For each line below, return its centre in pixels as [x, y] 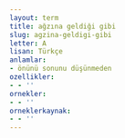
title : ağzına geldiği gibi [63, 26]
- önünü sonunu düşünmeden [61, 69]
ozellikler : [32, 77]
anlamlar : [28, 60]
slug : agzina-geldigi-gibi [61, 34]
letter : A [28, 43]
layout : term [34, 18]
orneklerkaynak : [40, 111]
